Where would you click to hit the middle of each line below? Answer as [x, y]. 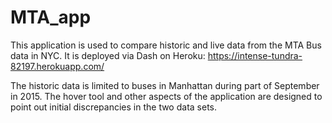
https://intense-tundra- [255, 55]
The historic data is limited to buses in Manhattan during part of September [165, 85]
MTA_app [51, 17]
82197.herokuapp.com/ [57, 66]
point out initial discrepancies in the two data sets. [113, 107]
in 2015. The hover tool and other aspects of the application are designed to [166, 96]
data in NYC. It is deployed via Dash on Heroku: [108, 55]
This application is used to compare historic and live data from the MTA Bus [166, 45]
